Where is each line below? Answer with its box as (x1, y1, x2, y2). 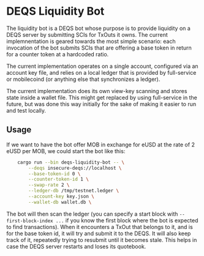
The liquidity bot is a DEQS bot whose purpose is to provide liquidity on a (6, 24, 191, 32)
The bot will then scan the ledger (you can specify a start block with (6, 210, 178, 217)
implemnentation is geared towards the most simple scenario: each (6, 37, 176, 45)
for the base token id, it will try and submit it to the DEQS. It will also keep (6, 230, 191, 237)
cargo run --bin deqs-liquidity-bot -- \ (17, 159, 124, 165)
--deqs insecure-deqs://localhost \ (28, 165, 122, 171)
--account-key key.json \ (28, 194, 95, 200)
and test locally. (6, 107, 47, 114)
